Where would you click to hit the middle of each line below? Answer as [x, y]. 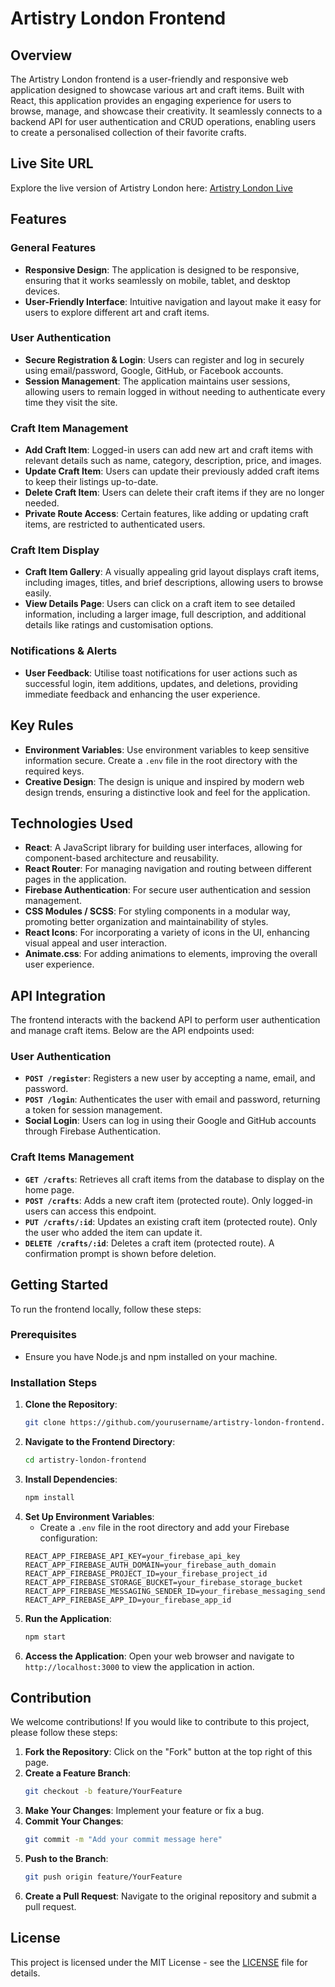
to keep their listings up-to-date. [91, 482]
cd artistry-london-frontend [85, 1460]
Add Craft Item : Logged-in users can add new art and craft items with [169, 450]
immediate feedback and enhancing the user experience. [142, 694]
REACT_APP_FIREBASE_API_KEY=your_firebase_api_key [132, 1556]
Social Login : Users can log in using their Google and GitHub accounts [170, 1121]
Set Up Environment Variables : [89, 1516]
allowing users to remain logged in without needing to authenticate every [175, 391]
